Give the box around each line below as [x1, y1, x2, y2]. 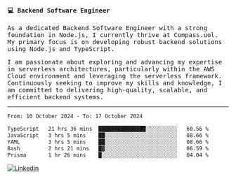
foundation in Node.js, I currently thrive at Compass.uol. [7, 31, 219, 39]
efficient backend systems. [7, 93, 104, 101]
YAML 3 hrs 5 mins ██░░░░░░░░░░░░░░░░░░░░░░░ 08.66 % [7, 138, 209, 145]
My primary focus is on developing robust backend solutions [7, 38, 223, 46]
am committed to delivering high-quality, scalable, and [7, 86, 208, 94]
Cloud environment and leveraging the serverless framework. [7, 72, 223, 80]
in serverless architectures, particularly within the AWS [7, 65, 216, 73]
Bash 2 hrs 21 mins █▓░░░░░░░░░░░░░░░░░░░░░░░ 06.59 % [7, 145, 209, 152]
